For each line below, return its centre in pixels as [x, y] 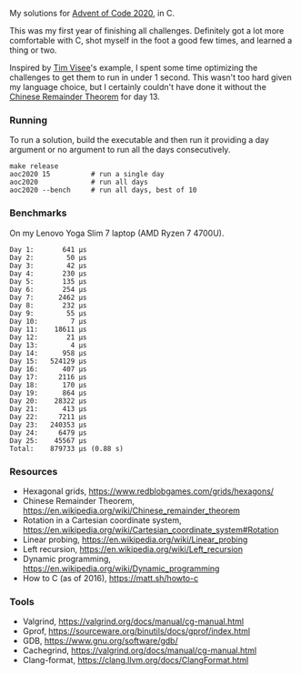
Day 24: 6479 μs [49, 433]
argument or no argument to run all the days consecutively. [120, 150]
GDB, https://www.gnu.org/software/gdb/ [100, 641]
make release [34, 166]
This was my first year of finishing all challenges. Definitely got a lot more [147, 30]
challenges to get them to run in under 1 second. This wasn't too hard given [151, 77]
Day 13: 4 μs [49, 345]
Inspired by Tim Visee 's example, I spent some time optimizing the [134, 68]
